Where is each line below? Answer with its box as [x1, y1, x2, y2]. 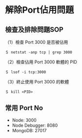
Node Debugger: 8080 [12, 122, 58, 128]
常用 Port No [5, 104, 43, 112]
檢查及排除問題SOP [5, 25, 63, 34]
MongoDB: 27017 [12, 127, 47, 133]
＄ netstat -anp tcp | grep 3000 [5, 50, 72, 55]
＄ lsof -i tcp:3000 [5, 70, 46, 75]
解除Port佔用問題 [5, 4, 74, 16]
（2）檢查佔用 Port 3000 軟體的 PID [5, 59, 77, 65]
